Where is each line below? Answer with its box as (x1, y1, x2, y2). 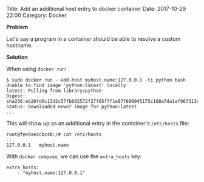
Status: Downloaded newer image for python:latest (6, 103, 137, 110)
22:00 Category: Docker (6, 12, 67, 19)
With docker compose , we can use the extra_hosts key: (6, 153, 142, 160)
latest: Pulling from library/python (6, 88, 102, 94)
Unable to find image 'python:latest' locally (6, 82, 126, 88)
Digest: (6, 93, 26, 99)
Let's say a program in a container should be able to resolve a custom (6, 35, 181, 42)
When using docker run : (6, 65, 67, 72)
